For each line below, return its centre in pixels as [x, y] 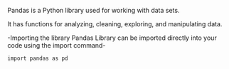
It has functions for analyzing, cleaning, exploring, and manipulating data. [115, 24]
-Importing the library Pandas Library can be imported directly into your [112, 38]
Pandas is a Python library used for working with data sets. [94, 10]
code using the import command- [57, 45]
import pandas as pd [38, 58]
